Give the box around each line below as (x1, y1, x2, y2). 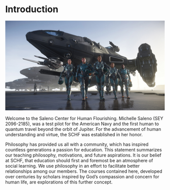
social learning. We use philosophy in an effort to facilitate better (5, 163, 140, 169)
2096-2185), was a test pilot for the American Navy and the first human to (5, 121, 159, 127)
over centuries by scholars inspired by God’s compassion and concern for (5, 174, 159, 180)
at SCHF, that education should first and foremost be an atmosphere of (5, 158, 153, 164)
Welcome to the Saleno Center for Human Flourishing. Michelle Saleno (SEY (5, 116, 163, 122)
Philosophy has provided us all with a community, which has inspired (5, 141, 149, 147)
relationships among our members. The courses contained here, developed (5, 168, 162, 174)
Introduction (5, 4, 59, 15)
